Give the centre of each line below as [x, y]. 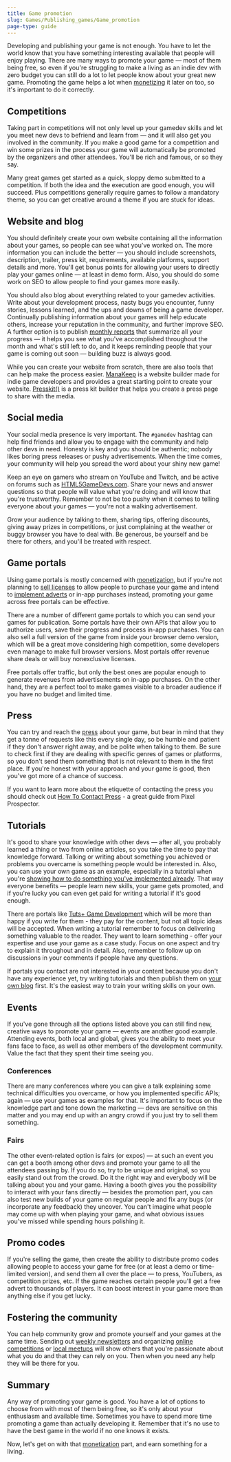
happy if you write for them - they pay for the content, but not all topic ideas [114, 921]
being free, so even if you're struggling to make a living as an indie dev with [114, 68]
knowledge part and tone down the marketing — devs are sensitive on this [112, 1108]
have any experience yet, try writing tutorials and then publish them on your [114, 978]
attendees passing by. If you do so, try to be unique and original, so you [109, 1170]
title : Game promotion [40, 13]
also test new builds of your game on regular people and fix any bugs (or [110, 1199]
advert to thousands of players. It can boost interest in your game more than [115, 1289]
